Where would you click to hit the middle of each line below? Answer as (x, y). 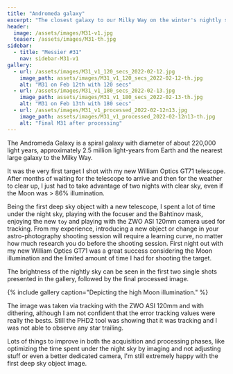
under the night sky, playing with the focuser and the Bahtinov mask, (105, 214)
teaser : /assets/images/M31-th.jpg (65, 39)
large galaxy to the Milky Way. (50, 157)
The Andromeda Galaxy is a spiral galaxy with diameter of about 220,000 (112, 143)
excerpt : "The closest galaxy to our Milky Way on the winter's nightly (114, 20)
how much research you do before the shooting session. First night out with (115, 243)
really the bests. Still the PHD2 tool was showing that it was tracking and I (112, 320)
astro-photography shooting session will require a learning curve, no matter (115, 235)
